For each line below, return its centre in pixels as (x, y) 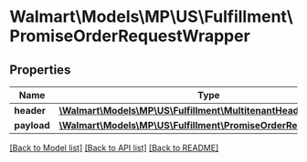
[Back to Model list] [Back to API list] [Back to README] (114, 148)
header (30, 111)
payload (32, 125)
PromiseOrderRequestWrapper (130, 36)
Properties (40, 70)
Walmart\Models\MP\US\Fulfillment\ (152, 17)
